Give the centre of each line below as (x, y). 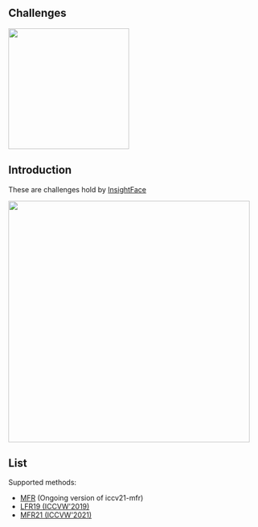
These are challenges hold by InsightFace (78, 189)
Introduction (40, 170)
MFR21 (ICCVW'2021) (56, 515)
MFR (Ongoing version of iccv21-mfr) (82, 498)
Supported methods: (43, 483)
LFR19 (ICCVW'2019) (55, 507)
